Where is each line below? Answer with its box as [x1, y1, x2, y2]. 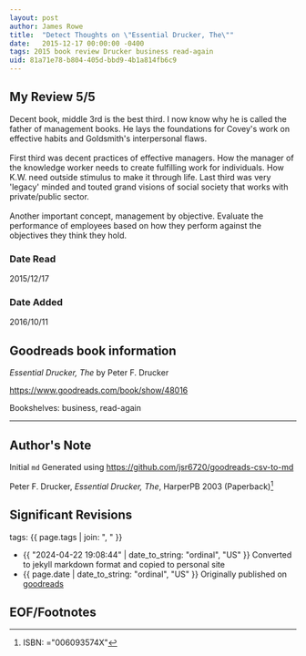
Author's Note [9, 437, 92, 453]
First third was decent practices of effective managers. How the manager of [9, 152, 294, 163]
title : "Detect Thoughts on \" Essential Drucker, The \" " [9, 30, 234, 39]
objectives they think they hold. [9, 230, 127, 241]
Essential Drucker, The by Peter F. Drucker [9, 367, 169, 378]
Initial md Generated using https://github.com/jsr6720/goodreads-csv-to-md [9, 462, 294, 473]
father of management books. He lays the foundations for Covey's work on [9, 123, 290, 134]
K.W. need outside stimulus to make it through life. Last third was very [9, 171, 271, 182]
